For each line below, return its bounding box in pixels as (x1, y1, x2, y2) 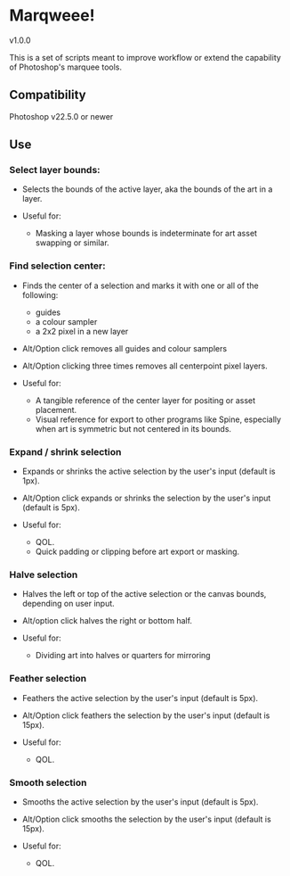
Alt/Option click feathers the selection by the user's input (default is (21, 710, 270, 721)
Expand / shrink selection (9, 445, 122, 458)
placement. (35, 404, 77, 415)
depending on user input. (21, 599, 116, 609)
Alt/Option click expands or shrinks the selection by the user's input (21, 492, 271, 504)
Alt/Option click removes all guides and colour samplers (21, 343, 228, 353)
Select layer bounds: (9, 164, 101, 177)
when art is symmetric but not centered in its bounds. (35, 423, 232, 434)
